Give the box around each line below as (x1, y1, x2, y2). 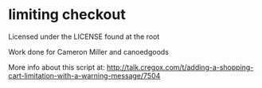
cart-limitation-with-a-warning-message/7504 (8, 71, 161, 80)
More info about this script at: (8, 62, 105, 72)
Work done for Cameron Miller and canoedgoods (8, 47, 170, 56)
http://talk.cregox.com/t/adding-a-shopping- (106, 62, 254, 72)
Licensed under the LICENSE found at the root (8, 32, 160, 41)
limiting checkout (8, 6, 126, 24)
